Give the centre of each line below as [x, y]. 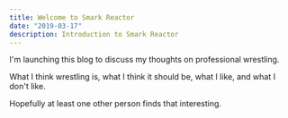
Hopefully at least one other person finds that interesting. [116, 104]
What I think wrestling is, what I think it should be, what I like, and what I [143, 77]
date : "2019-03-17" [46, 26]
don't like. [28, 87]
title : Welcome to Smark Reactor [72, 17]
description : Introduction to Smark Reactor [94, 34]
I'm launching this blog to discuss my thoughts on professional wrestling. [144, 60]
